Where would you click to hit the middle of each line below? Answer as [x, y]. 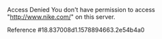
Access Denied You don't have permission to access [81, 10]
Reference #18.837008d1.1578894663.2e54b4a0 [76, 30]
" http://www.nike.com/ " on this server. [61, 17]
